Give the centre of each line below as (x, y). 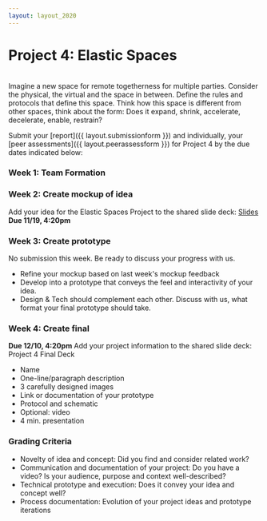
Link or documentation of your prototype (87, 396)
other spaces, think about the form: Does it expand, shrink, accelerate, (125, 111)
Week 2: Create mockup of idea (71, 194)
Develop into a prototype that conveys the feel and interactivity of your (136, 282)
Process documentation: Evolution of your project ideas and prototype (135, 501)
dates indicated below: (46, 152)
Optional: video (45, 412)
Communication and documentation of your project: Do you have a (130, 467)
